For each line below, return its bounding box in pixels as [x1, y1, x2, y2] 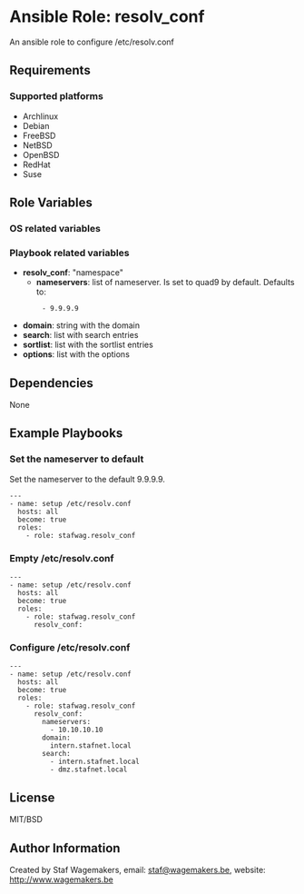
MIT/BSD [9, 814, 44, 825]
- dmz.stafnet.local [49, 765, 128, 774]
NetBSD [22, 139, 53, 151]
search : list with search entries [22, 330, 139, 341]
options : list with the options [22, 349, 130, 360]
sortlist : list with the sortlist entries [22, 339, 154, 351]
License [9, 790, 55, 805]
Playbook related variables [9, 246, 130, 259]
